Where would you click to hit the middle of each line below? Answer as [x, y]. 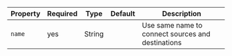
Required [62, 13]
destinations [162, 43]
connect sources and [176, 34]
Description [182, 13]
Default [123, 13]
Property [26, 13]
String [94, 34]
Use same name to [172, 25]
